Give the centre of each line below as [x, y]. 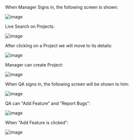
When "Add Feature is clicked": [37, 123]
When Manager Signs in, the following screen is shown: [62, 7]
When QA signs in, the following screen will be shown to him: [67, 84]
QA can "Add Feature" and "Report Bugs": [48, 103]
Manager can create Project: [34, 65]
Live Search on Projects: [30, 26]
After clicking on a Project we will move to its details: [59, 46]
